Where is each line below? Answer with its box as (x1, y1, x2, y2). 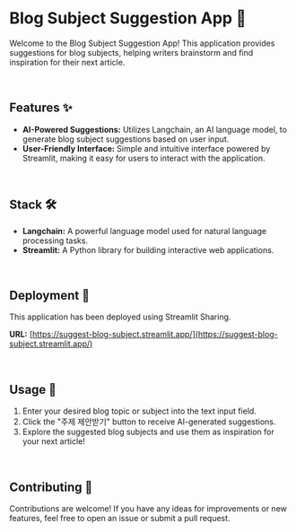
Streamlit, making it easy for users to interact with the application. (22, 153, 266, 163)
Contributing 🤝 (9, 479, 93, 494)
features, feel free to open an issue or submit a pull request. (9, 513, 231, 523)
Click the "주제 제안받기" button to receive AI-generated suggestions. (22, 416, 276, 427)
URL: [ (9, 329, 33, 340)
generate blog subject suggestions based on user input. (22, 134, 230, 144)
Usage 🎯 (9, 381, 57, 397)
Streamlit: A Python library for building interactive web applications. (22, 244, 274, 255)
